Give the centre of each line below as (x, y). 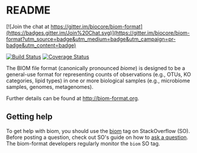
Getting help (29, 117)
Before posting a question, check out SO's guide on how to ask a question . (97, 137)
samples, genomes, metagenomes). (50, 87)
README (28, 10)
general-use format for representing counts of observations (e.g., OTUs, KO (98, 74)
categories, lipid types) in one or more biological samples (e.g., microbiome (98, 81)
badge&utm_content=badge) (41, 45)
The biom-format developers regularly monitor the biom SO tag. (83, 143)
